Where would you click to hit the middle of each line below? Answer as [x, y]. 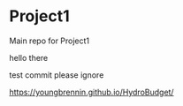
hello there [29, 57]
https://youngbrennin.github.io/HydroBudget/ [91, 92]
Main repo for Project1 [50, 41]
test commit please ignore [57, 75]
